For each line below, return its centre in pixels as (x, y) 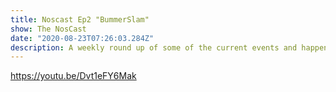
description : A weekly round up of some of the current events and (154, 47)
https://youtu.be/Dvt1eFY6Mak (73, 76)
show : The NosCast (48, 29)
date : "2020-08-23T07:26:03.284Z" (82, 38)
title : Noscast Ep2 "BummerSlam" (80, 19)
